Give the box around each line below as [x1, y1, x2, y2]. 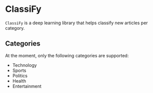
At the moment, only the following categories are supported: [5, 52, 129, 58]
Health [12, 78, 26, 84]
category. [5, 25, 25, 31]
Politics [12, 73, 28, 79]
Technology [12, 62, 37, 68]
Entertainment [12, 83, 42, 89]
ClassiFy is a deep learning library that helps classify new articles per [5, 20, 148, 26]
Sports [12, 67, 26, 73]
